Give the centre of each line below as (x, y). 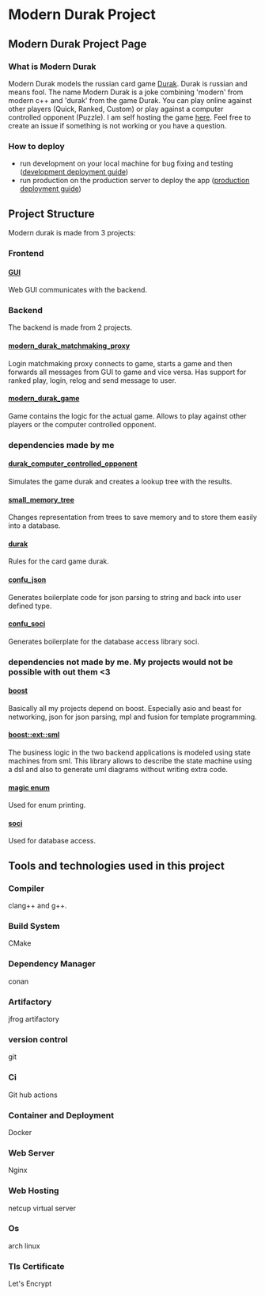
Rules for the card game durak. (59, 561)
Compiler (26, 888)
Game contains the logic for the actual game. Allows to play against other (127, 416)
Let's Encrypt (30, 1284)
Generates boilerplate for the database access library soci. (104, 641)
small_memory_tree (42, 499)
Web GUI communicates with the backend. (78, 290)
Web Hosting (34, 1191)
